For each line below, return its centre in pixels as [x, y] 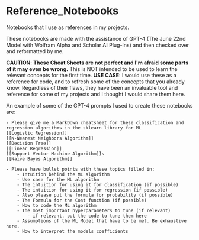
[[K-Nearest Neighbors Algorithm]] [50, 138]
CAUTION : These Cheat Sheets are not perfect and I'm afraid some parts [97, 63]
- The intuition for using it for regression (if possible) [92, 190]
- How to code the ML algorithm [57, 205]
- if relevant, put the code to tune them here [87, 216]
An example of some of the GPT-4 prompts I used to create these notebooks [99, 105]
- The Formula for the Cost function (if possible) [82, 200]
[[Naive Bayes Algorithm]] [39, 159]
